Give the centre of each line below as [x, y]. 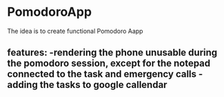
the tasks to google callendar [103, 85]
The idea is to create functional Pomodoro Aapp [75, 31]
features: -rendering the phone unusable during [112, 53]
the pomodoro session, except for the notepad [109, 64]
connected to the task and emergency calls [102, 74]
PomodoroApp [49, 12]
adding [22, 85]
